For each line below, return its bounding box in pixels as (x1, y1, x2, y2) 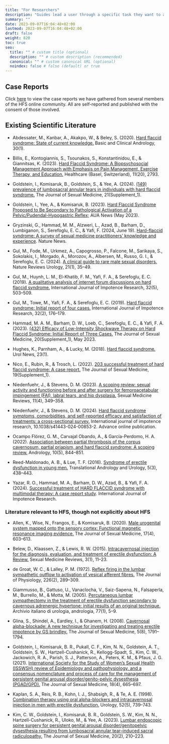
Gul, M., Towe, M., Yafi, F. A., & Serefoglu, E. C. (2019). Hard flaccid (12, 299, 152, 305)
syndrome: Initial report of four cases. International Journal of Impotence (12, 305, 163, 311)
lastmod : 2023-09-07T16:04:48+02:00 (5, 26, 82, 31)
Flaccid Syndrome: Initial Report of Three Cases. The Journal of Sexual (12, 331, 160, 337)
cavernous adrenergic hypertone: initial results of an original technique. (12, 603, 161, 609)
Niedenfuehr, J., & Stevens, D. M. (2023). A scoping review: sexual (12, 382, 151, 388)
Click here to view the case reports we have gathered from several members (5, 95, 164, 101)
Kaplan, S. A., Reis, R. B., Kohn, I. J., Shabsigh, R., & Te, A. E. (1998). (12, 691, 153, 697)
